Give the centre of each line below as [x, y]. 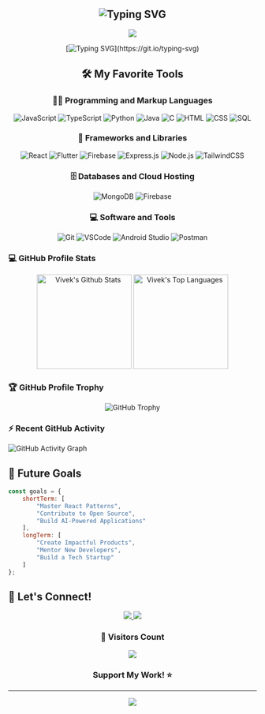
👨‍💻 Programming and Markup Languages [132, 101]
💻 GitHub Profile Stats [52, 259]
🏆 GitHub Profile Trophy [56, 387]
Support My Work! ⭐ [132, 675]
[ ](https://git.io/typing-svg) [132, 48]
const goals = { [35, 492]
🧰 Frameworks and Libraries [132, 138]
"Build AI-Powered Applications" [91, 521]
